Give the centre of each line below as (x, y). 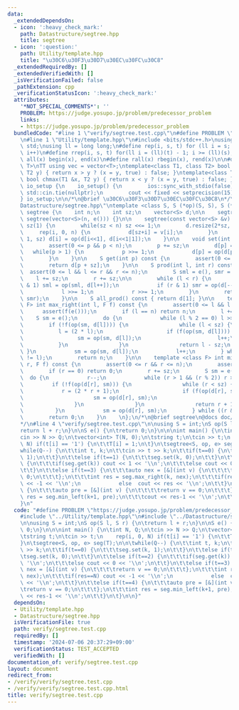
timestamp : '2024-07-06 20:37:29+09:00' (74, 642)
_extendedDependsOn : (44, 21)
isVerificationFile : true (52, 622)
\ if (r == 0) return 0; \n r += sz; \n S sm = (122, 371)
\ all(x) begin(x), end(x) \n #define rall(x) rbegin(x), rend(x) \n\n (124, 160)
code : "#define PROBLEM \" (54, 510)
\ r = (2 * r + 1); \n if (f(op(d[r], (124, 391)
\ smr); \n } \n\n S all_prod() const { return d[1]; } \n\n (117, 298)
